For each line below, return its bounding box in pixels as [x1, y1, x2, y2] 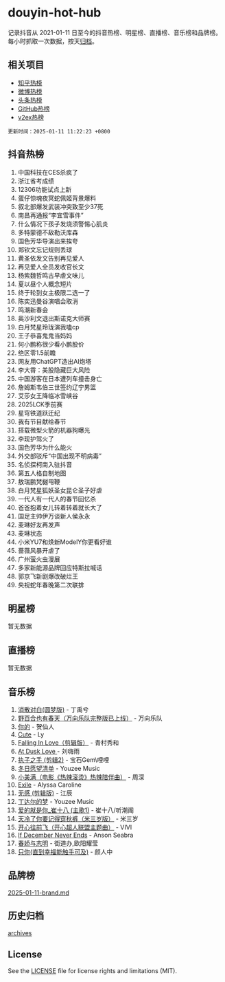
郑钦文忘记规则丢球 [17, 245, 73, 254]
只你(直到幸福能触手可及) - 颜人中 [17, 848, 113, 855]
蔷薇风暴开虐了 [17, 546, 60, 554]
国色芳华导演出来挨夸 [17, 237, 78, 245]
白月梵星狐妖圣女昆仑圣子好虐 [17, 486, 102, 494]
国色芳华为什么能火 [17, 443, 73, 451]
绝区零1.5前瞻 [17, 349, 56, 357]
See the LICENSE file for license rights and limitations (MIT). [8, 967, 178, 975]
